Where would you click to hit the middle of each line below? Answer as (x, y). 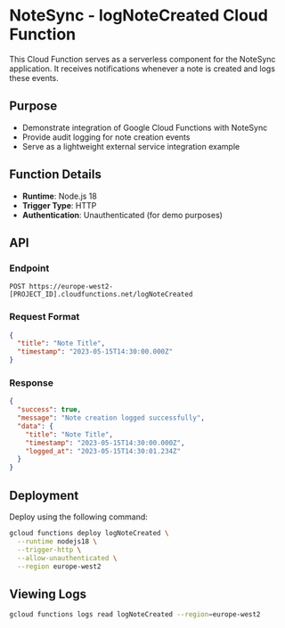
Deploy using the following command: (79, 517)
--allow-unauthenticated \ (67, 558)
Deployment (44, 495)
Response (31, 382)
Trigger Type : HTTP (59, 205)
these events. (34, 77)
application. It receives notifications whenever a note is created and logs (142, 69)
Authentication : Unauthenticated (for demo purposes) (122, 215)
